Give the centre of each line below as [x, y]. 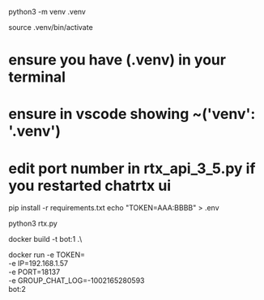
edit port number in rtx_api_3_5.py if [132, 168]
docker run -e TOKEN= [47, 255]
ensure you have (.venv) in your [117, 60]
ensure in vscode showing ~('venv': [132, 114]
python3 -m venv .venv [47, 12]
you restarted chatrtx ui [90, 186]
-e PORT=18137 [34, 272]
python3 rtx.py [33, 224]
